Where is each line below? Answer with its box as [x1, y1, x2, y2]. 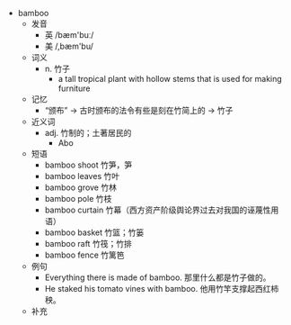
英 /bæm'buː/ [44, 30, 94, 40]
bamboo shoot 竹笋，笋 [44, 159, 133, 170]
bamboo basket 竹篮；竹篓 [44, 227, 145, 238]
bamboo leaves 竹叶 [44, 171, 119, 181]
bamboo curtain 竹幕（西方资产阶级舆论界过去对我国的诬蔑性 [44, 204, 271, 215]
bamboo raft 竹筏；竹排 [44, 239, 132, 248]
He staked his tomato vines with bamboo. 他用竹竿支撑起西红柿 [44, 284, 279, 293]
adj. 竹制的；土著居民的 [44, 128, 132, 138]
